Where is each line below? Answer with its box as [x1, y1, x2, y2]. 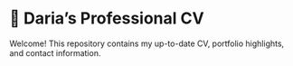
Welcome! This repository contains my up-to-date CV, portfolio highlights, [9, 38, 285, 49]
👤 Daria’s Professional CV [9, 8, 205, 29]
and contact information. [9, 47, 101, 58]
